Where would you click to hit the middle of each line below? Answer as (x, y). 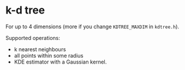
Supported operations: (33, 38)
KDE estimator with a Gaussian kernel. (60, 62)
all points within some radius (49, 55)
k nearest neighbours (40, 49)
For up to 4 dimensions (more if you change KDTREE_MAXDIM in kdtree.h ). (92, 26)
